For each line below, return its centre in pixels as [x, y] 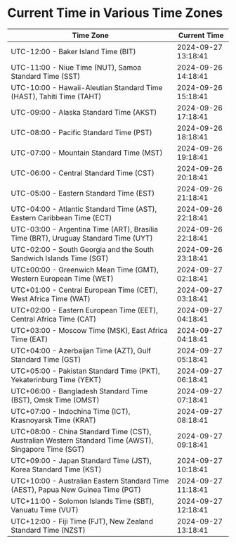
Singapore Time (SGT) [48, 449]
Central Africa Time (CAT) [54, 319]
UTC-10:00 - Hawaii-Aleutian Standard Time [87, 87]
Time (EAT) [29, 339]
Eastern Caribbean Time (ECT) [61, 217]
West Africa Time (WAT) [51, 298]
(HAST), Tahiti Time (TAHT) [56, 96]
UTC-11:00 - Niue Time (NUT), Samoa [76, 67]
